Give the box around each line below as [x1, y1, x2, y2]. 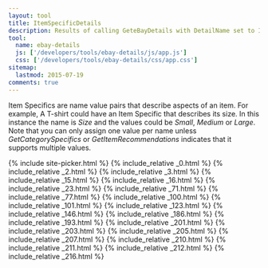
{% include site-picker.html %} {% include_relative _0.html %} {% [8, 158, 223, 167]
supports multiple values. [8, 143, 92, 152]
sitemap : [8, 64, 37, 72]
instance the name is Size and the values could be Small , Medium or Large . [8, 117, 256, 127]
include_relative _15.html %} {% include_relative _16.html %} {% [8, 175, 215, 184]
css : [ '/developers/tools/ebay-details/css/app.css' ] [15, 57, 198, 65]
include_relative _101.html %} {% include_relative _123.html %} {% [8, 200, 223, 210]
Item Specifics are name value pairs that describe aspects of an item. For [8, 100, 249, 110]
